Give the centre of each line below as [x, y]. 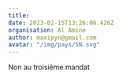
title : [19, 15]
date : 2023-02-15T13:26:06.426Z [61, 23]
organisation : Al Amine [47, 30]
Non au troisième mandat [49, 67]
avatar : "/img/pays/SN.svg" [54, 45]
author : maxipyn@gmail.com [52, 37]
